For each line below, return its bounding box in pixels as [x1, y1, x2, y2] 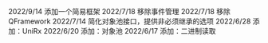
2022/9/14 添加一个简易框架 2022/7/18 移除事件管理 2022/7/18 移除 [8, 7, 231, 16]
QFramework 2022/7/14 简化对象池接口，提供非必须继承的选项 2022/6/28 [8, 16, 251, 26]
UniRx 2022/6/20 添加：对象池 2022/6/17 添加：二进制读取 [22, 27, 216, 35]
